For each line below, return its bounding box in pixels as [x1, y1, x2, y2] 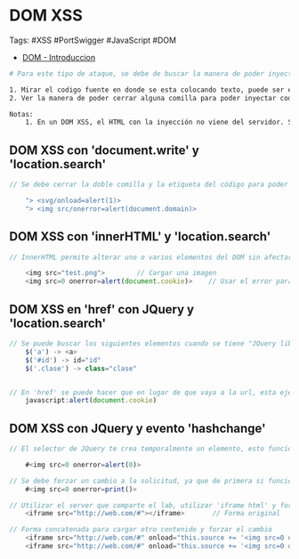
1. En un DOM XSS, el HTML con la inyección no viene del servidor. [25, 117, 285, 127]
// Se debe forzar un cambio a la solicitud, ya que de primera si [9, 476, 265, 485]
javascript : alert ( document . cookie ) [25, 396, 158, 405]
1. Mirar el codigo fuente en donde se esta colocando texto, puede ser [9, 85, 285, 94]
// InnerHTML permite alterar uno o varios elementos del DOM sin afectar [9, 253, 293, 262]
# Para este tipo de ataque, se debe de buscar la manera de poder [9, 69, 265, 78]
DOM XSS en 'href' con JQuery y [9, 302, 194, 317]
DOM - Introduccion [21, 52, 96, 62]
